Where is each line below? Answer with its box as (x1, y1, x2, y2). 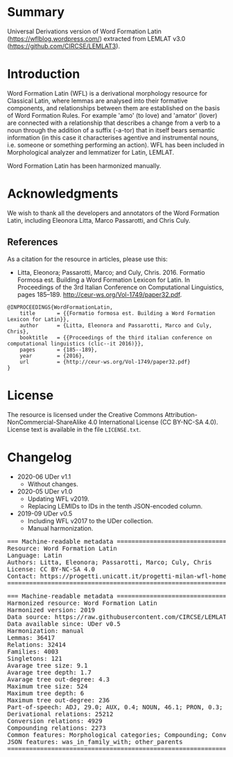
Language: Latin (7, 551, 62, 559)
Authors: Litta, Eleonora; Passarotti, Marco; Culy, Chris (7, 558, 213, 566)
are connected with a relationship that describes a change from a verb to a (7, 119, 221, 127)
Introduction (7, 67, 80, 82)
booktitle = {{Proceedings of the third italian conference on (19, 334, 213, 341)
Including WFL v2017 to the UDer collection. (27, 516, 154, 525)
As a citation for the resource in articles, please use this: (7, 255, 168, 263)
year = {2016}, (19, 352, 85, 359)
